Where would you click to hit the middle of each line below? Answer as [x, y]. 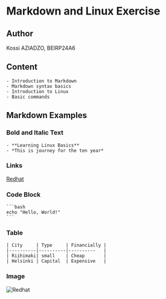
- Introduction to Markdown [42, 81]
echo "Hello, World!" [34, 212]
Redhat [15, 179]
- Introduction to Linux [37, 91]
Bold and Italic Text [35, 133]
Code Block [24, 194]
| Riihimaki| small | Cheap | [56, 256]
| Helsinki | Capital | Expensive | [56, 261]
